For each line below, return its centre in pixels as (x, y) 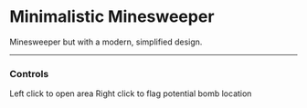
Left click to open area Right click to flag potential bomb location (131, 93)
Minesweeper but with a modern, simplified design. (106, 42)
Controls (29, 74)
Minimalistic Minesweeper (112, 17)
